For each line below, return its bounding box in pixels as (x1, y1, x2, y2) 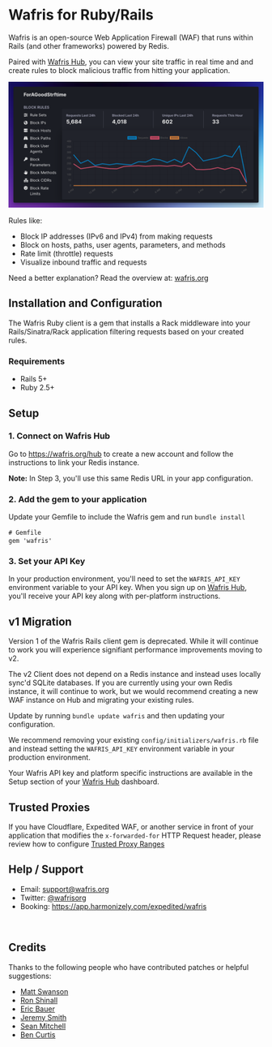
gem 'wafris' (8, 537, 53, 545)
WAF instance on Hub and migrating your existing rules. (8, 696, 194, 705)
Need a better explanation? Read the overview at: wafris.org (8, 274, 209, 282)
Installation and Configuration (8, 296, 163, 310)
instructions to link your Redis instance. (8, 457, 140, 467)
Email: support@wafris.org (19, 884, 109, 894)
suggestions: (8, 971, 52, 980)
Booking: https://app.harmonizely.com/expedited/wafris (19, 901, 207, 911)
